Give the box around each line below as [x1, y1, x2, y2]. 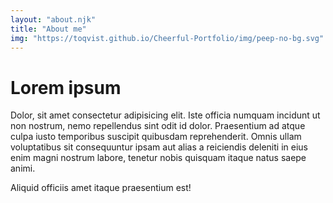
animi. [10, 162, 36, 175]
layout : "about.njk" [10, 14, 97, 25]
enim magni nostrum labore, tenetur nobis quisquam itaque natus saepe [10, 152, 307, 164]
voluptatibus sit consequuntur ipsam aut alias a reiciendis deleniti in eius [10, 141, 308, 153]
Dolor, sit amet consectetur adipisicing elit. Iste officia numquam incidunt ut [10, 109, 321, 121]
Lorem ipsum [10, 76, 122, 99]
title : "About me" [10, 24, 87, 34]
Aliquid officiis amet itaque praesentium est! [10, 182, 192, 194]
